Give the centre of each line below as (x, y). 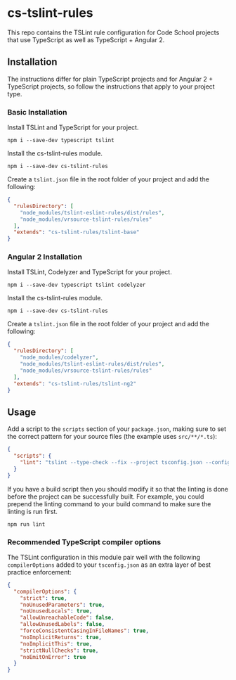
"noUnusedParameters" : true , (63, 605)
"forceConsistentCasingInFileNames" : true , (85, 631)
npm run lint (26, 524)
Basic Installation (37, 112)
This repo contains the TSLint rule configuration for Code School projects (113, 32)
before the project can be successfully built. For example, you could (106, 496)
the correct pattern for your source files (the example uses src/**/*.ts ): (112, 437)
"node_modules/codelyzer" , (59, 358)
